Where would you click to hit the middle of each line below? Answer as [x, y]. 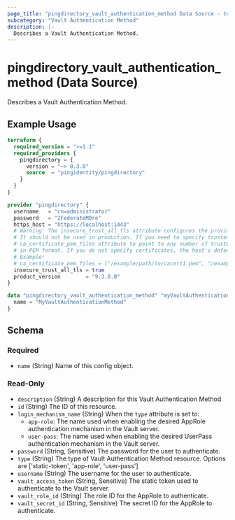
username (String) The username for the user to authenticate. [104, 473]
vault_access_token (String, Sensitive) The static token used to [108, 481]
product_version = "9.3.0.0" [67, 276]
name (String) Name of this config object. [76, 365]
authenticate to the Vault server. [63, 488]
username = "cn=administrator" [62, 211]
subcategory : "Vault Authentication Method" [73, 20]
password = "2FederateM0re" [57, 218]
